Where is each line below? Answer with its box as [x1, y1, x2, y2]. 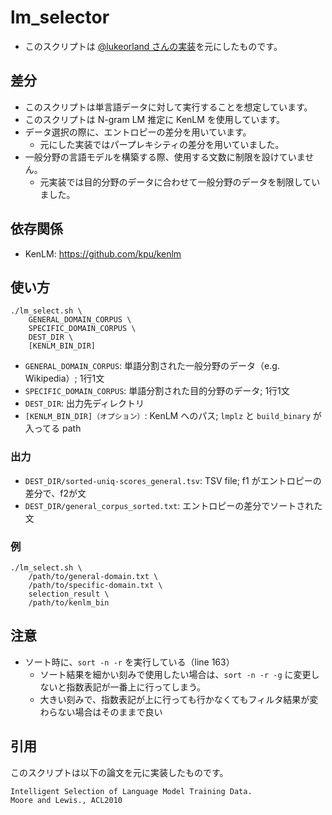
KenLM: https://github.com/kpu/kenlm [24, 247, 182, 260]
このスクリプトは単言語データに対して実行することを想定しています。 [24, 101, 313, 113]
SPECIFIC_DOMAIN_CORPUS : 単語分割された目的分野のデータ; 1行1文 [24, 385, 290, 397]
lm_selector [10, 6, 110, 29]
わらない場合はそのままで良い [39, 706, 163, 718]
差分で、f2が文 [24, 487, 87, 499]
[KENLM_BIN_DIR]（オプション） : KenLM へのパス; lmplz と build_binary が [24, 410, 322, 422]
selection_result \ [28, 589, 110, 599]
